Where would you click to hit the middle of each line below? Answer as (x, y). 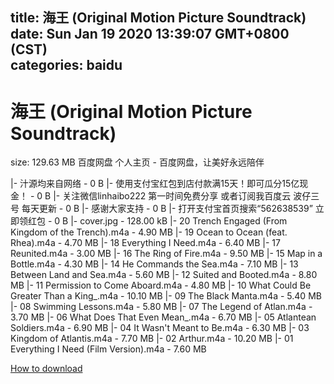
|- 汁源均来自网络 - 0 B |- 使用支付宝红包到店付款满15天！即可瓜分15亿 (155, 184)
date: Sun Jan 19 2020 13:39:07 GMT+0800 (150, 34)
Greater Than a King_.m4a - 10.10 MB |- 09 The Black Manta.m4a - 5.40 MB (166, 296)
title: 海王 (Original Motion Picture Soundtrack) (158, 18)
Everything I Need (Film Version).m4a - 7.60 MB (108, 349)
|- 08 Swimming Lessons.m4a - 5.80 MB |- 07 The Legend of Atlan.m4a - (161, 307)
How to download (46, 369)
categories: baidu (66, 65)
